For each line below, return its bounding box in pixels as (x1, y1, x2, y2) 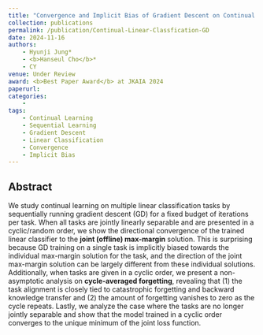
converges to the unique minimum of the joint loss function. (8, 318, 202, 328)
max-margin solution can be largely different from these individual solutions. (8, 259, 256, 269)
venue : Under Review (8, 70, 76, 78)
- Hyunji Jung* (22, 48, 72, 56)
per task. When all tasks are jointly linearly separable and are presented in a (8, 218, 254, 227)
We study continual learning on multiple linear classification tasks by (8, 201, 231, 210)
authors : (8, 41, 37, 49)
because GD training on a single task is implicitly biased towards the (8, 243, 230, 252)
